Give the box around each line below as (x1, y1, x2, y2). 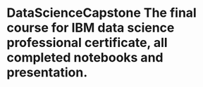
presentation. (6, 65, 88, 81)
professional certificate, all (6, 35, 168, 51)
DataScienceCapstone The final (6, 5, 197, 21)
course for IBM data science (6, 20, 175, 36)
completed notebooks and (6, 50, 164, 66)
